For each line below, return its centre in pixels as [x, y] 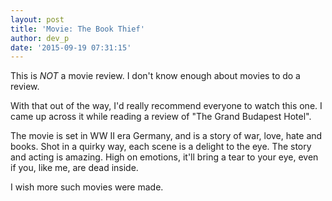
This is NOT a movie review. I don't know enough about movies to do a [155, 76]
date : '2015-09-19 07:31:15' [71, 47]
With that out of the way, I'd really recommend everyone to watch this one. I [166, 106]
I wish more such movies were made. [87, 187]
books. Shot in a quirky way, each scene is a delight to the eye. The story [161, 147]
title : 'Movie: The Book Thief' [77, 29]
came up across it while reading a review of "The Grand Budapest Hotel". [161, 117]
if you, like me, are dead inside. [74, 168]
